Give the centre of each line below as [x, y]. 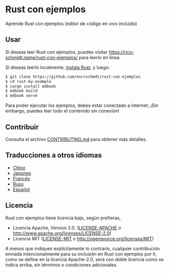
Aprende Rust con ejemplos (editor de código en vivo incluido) [71, 24]
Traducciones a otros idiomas [54, 155]
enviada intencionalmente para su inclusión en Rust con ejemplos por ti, [81, 254]
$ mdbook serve [22, 96]
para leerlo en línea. [100, 57]
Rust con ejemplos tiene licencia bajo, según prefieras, [63, 218]
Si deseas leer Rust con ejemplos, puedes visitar [57, 52]
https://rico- [122, 52]
